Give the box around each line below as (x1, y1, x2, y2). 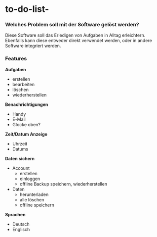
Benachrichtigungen (5, 101, 48, 107)
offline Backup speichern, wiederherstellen (19, 181, 108, 187)
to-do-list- (5, 3, 49, 15)
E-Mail (12, 116, 26, 122)
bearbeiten (12, 81, 35, 87)
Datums (12, 146, 29, 152)
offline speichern (19, 202, 54, 208)
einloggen (19, 176, 40, 182)
